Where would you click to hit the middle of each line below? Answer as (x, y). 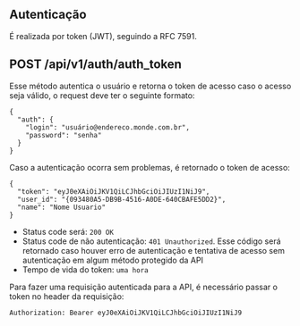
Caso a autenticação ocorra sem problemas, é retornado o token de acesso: (150, 167)
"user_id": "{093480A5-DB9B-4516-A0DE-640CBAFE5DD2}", (122, 199)
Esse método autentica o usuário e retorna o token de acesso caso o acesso (150, 86)
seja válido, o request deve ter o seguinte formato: (102, 95)
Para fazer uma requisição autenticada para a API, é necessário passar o (143, 287)
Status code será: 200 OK (68, 231)
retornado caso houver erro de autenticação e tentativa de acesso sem (153, 250)
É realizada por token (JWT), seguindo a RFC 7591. (103, 36)
